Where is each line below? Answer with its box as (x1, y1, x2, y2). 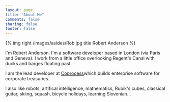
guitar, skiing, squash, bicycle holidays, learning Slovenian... (5, 91, 131, 97)
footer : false (5, 26, 36, 31)
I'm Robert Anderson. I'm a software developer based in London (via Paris (5, 50, 160, 56)
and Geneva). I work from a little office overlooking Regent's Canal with (5, 55, 155, 61)
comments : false (5, 17, 40, 22)
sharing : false (5, 21, 38, 27)
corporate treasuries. (5, 76, 50, 82)
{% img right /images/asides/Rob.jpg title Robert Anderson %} (5, 40, 136, 46)
